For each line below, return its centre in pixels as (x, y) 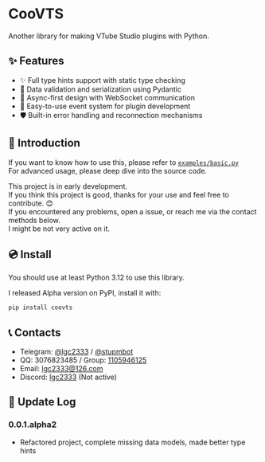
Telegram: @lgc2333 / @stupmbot (76, 352)
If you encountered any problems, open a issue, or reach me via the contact (132, 211)
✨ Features (36, 61)
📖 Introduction (45, 143)
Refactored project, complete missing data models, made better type (132, 442)
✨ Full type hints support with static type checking (102, 80)
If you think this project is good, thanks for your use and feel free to (119, 194)
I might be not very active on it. (59, 229)
